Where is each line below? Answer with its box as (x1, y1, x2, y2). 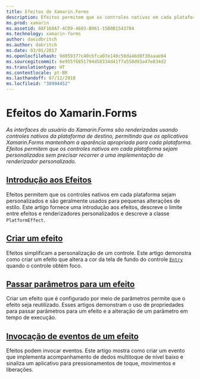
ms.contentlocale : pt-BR (6, 70, 68, 76)
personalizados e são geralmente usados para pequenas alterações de (6, 197, 180, 204)
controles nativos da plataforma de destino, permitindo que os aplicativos (6, 132, 189, 139)
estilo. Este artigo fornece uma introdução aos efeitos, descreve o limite (6, 203, 183, 210)
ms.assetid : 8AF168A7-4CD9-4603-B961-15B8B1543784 (6, 25, 135, 32)
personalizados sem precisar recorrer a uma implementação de (6, 151, 164, 159)
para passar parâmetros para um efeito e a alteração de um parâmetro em (6, 307, 188, 315)
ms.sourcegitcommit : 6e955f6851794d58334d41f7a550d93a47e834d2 (6, 58, 167, 64)
